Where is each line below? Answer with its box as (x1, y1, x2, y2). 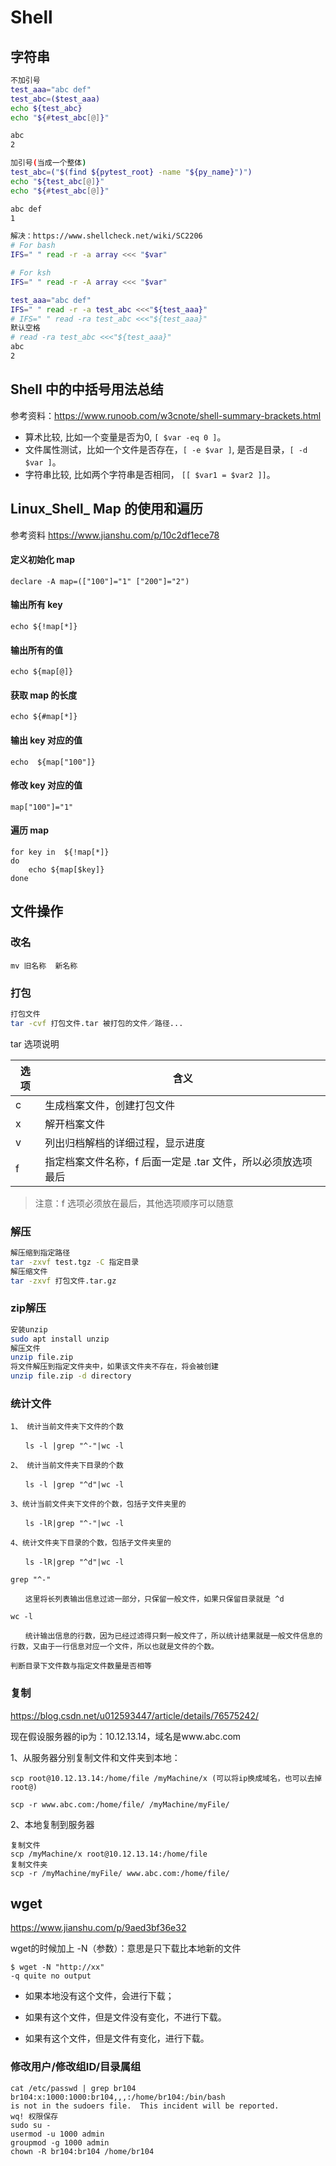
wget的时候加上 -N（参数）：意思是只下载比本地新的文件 (10, 1942, 242, 1955)
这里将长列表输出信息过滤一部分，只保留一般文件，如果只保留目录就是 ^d (24, 1594, 285, 1605)
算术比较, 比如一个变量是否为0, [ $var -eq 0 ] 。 (24, 431, 227, 443)
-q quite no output (10, 1971, 92, 1981)
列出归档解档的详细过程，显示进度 (44, 1136, 206, 1150)
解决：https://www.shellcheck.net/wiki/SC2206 (10, 231, 203, 241)
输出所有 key (10, 599, 63, 611)
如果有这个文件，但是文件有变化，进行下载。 (24, 2032, 210, 2045)
